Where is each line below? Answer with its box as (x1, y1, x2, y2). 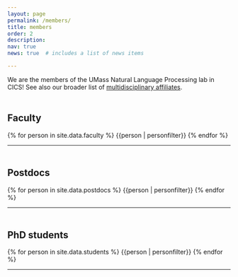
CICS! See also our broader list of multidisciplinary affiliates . (7, 83, 183, 91)
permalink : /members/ (7, 17, 72, 24)
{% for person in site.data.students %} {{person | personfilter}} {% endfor (7, 248, 223, 257)
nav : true (7, 43, 37, 50)
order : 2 (7, 30, 33, 37)
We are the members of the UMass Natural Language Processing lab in (7, 75, 215, 83)
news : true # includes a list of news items (7, 50, 144, 57)
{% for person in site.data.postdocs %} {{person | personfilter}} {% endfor (7, 185, 225, 194)
